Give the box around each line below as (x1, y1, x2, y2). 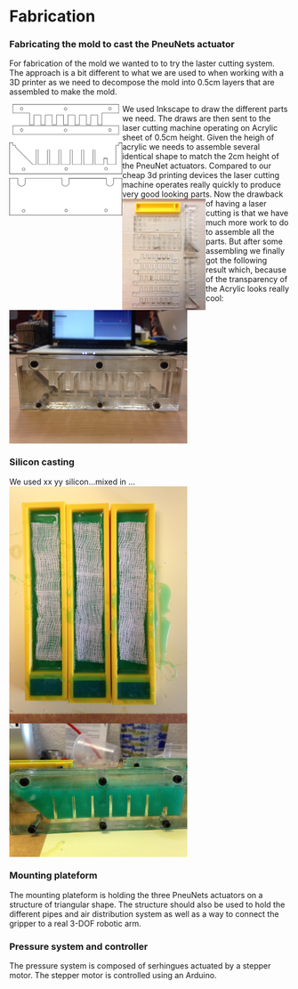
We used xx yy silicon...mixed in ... (9, 476, 136, 487)
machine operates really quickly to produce (122, 180, 282, 191)
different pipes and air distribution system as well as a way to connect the (9, 908, 279, 919)
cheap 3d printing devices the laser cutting (122, 170, 280, 181)
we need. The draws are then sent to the (122, 113, 271, 124)
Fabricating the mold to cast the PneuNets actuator (9, 38, 235, 51)
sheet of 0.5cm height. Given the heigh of (122, 132, 275, 143)
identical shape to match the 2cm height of (122, 151, 280, 162)
